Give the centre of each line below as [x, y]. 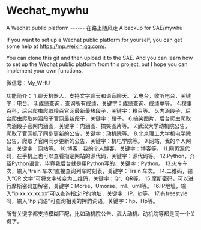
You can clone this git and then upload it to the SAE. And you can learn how [100, 58]
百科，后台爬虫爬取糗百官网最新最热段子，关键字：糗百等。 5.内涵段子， [96, 110]
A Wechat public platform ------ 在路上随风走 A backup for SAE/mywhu [94, 28]
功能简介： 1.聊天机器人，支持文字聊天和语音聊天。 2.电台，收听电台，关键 [99, 95]
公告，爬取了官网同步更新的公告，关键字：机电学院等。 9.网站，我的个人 [96, 141]
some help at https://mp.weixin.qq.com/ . [56, 46]
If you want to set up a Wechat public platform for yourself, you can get [94, 40]
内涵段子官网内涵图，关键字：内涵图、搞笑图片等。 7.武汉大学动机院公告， [98, 126]
